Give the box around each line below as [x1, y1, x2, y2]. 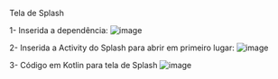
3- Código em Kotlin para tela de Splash [9, 60, 158, 70]
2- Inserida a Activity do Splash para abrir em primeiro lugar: [9, 42, 235, 53]
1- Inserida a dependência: [9, 25, 108, 35]
